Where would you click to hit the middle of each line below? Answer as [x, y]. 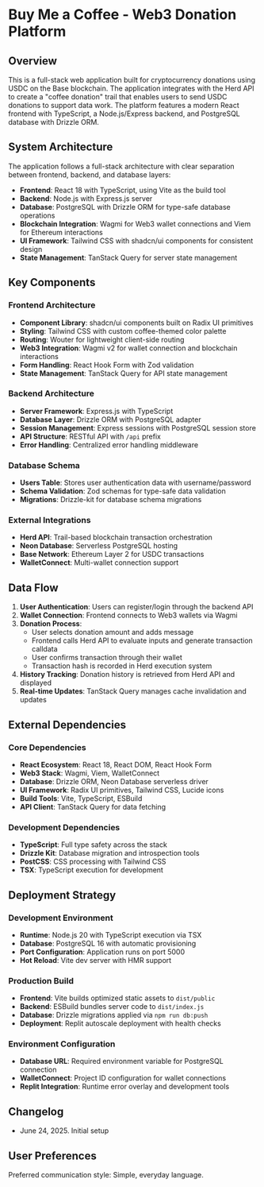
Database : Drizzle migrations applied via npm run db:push [114, 1015]
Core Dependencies [48, 747]
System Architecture [61, 147]
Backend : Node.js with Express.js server [86, 198]
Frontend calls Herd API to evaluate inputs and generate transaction [142, 640]
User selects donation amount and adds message [113, 632]
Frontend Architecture [52, 305]
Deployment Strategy [62, 895]
